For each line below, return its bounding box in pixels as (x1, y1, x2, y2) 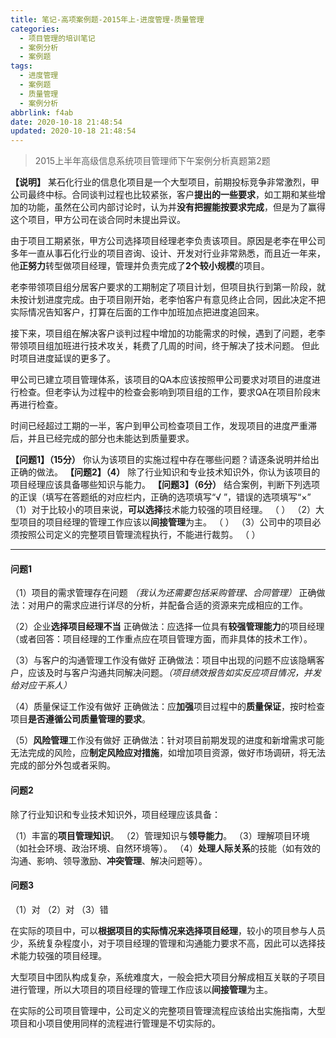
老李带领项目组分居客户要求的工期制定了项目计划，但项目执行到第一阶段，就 (10, 281, 326, 293)
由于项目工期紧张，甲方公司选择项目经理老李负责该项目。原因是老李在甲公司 (10, 235, 326, 247)
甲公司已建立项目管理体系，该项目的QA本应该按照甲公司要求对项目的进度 (10, 374, 312, 386)
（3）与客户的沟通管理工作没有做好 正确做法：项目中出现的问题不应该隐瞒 (10, 654, 317, 666)
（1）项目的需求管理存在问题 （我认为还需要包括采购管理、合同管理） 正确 (10, 587, 317, 599)
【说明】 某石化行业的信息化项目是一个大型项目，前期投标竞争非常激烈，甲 (10, 176, 320, 188)
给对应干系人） (10, 679, 72, 691)
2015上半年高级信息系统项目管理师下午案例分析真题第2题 (34, 155, 271, 167)
